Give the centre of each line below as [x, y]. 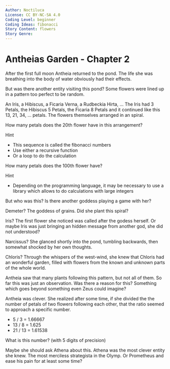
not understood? [23, 232]
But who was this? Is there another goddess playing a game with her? [78, 201]
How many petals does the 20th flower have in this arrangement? [74, 125]
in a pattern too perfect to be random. [45, 94]
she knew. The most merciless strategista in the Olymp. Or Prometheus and [85, 355]
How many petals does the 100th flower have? [54, 166]
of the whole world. [26, 268]
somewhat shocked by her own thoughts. [49, 247]
